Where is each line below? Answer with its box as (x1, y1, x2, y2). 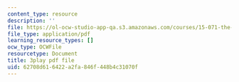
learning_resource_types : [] (7, 37, 94, 44)
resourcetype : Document (7, 51, 78, 58)
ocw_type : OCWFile (7, 43, 62, 51)
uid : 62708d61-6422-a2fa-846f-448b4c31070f (7, 63, 139, 71)
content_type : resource (7, 10, 78, 18)
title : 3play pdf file (7, 57, 75, 64)
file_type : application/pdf (7, 30, 91, 38)
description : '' (7, 17, 55, 24)
